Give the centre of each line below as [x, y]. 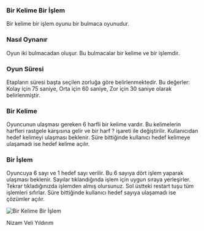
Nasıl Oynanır [27, 40]
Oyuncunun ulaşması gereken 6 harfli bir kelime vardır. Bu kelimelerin [94, 124]
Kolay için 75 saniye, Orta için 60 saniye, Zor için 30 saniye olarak [89, 88]
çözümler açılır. [25, 199]
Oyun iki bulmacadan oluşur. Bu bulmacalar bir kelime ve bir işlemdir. [93, 53]
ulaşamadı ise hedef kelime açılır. [48, 144]
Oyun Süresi [25, 69]
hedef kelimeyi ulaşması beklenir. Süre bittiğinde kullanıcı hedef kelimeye [98, 137]
